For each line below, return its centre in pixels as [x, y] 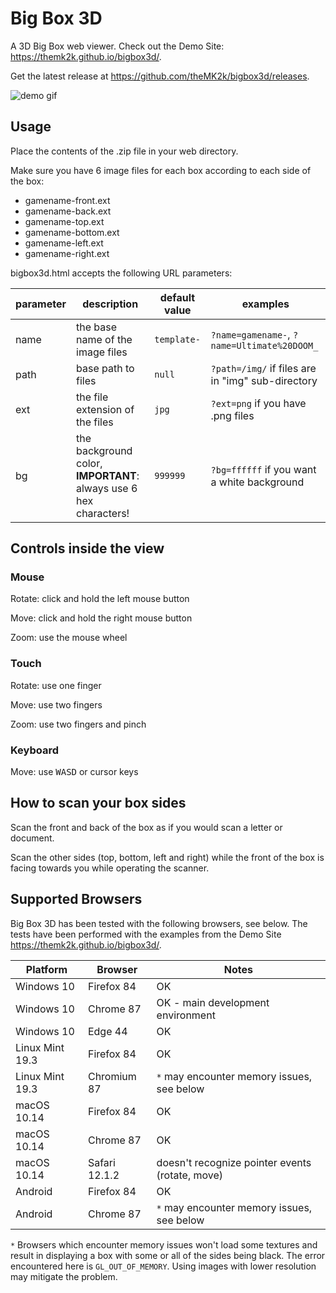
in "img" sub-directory [264, 380]
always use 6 [107, 488]
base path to [105, 368]
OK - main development [213, 1002]
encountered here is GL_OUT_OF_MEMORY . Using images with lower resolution [163, 1266]
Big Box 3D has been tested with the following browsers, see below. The [159, 923]
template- [177, 339]
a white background [257, 482]
